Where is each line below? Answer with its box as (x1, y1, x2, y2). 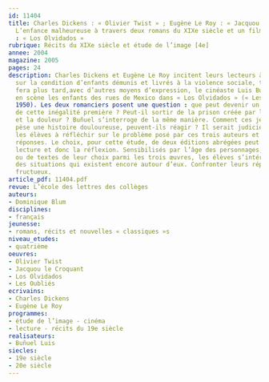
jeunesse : (8, 220, 42, 228)
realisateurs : (8, 332, 56, 340)
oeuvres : (8, 250, 38, 258)
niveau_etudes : (8, 235, 59, 243)
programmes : (8, 309, 48, 317)
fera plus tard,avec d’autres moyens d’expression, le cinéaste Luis (15, 86, 252, 94)
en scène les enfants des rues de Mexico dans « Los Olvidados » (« (15, 94, 249, 102)
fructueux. (15, 168, 52, 176)
